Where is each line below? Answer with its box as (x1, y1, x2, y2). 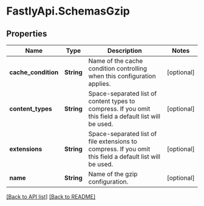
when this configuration (88, 72, 156, 80)
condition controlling (88, 64, 148, 72)
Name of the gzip (88, 170, 138, 178)
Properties (6, 29, 47, 39)
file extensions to (88, 137, 138, 145)
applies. (88, 80, 111, 88)
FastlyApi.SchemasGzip (6, 4, 131, 18)
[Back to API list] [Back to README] (6, 193, 96, 200)
